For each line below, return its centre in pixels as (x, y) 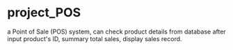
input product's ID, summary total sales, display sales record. (95, 38)
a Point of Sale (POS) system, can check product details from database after (116, 32)
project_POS (44, 13)
